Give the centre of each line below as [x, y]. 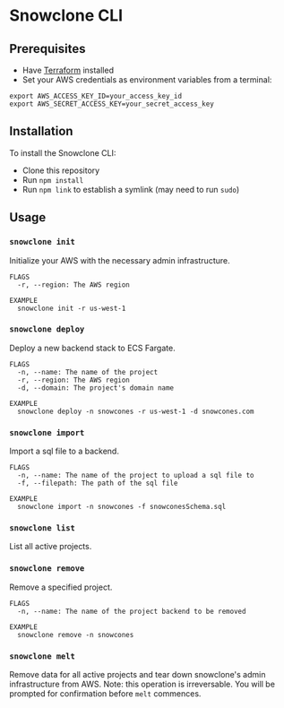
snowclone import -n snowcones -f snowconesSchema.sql [122, 507]
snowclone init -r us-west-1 [72, 308]
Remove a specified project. [61, 587]
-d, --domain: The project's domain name [96, 388]
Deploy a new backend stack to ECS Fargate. [93, 348]
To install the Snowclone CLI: [63, 152]
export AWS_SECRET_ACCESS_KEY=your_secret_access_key [112, 104]
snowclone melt [43, 656]
